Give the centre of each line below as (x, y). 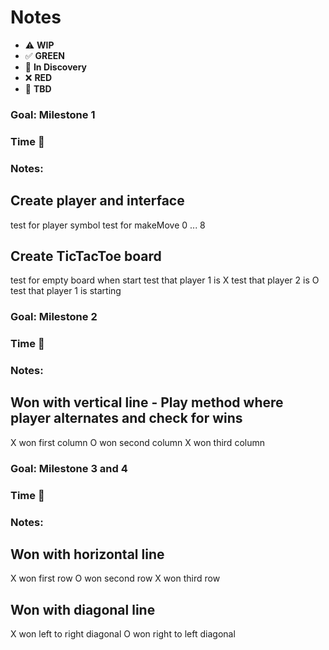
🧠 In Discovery (56, 67)
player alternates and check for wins (126, 418)
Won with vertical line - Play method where (147, 402)
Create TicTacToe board (86, 256)
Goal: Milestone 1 (53, 114)
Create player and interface (97, 201)
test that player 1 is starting (66, 291)
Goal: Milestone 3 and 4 (69, 468)
